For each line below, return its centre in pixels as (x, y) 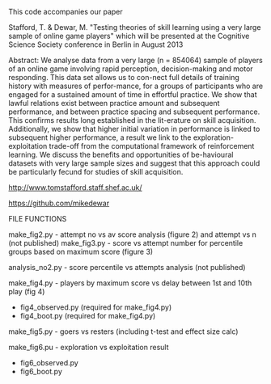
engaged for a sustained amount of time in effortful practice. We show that (133, 95)
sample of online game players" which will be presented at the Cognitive (129, 36)
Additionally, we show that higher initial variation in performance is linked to (134, 129)
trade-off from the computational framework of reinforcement (152, 146)
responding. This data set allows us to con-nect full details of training (124, 77)
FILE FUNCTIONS (38, 219)
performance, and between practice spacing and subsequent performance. (134, 112)
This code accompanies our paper (66, 12)
